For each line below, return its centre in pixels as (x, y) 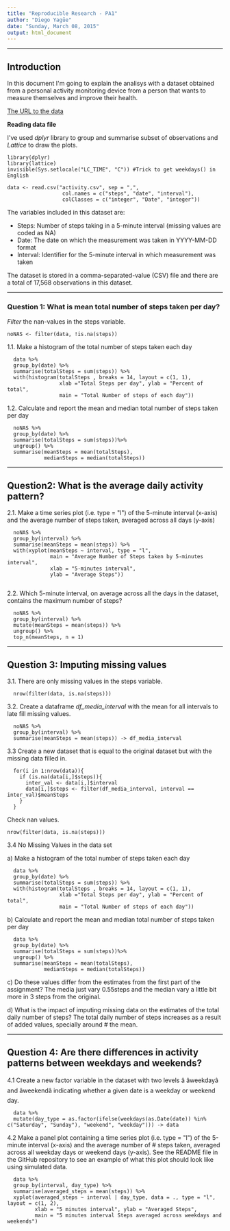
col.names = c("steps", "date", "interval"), (128, 194)
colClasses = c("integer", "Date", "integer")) (131, 200)
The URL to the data (35, 111)
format (26, 248)
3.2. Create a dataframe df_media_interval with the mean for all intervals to (113, 706)
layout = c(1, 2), (33, 1203)
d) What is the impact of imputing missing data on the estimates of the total (113, 1009)
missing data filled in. (37, 758)
